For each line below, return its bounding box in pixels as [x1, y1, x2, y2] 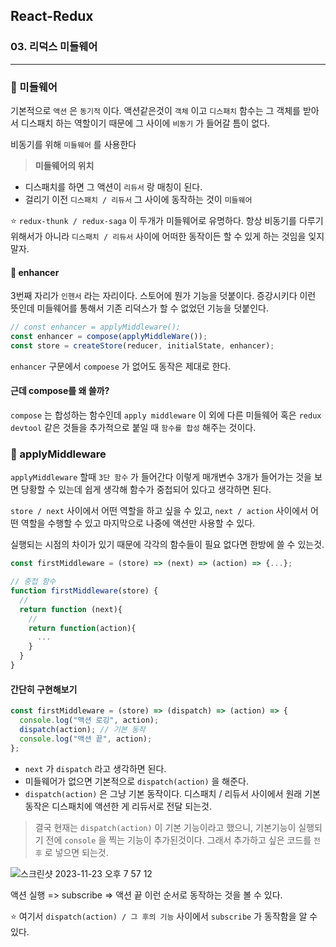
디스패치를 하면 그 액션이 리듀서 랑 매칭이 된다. [24, 180, 203, 193]
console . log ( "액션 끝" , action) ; [19, 734, 153, 744]
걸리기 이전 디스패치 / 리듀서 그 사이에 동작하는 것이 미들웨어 [24, 193, 253, 205]
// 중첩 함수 [10, 577, 57, 587]
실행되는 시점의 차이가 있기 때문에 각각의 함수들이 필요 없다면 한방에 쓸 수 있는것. [10, 539, 325, 551]
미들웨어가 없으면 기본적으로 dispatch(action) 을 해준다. [24, 775, 250, 787]
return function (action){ [28, 623, 137, 633]
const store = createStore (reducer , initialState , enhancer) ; [10, 340, 275, 351]
